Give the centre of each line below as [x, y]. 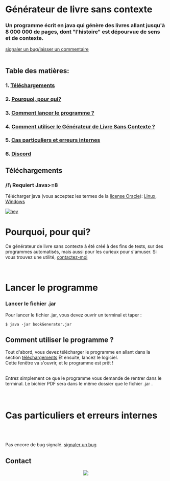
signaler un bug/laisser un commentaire [47, 49]
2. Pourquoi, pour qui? [33, 99]
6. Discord [18, 154]
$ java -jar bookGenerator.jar [39, 324]
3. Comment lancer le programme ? [50, 112]
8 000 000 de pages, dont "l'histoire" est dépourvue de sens [83, 32]
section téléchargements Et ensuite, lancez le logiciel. [62, 358]
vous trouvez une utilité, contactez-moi [46, 257]
